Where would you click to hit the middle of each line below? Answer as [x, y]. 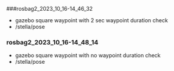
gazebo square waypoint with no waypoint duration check [88, 55]
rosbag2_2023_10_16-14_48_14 [52, 42]
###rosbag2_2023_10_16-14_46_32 [50, 9]
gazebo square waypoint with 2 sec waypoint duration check [92, 20]
